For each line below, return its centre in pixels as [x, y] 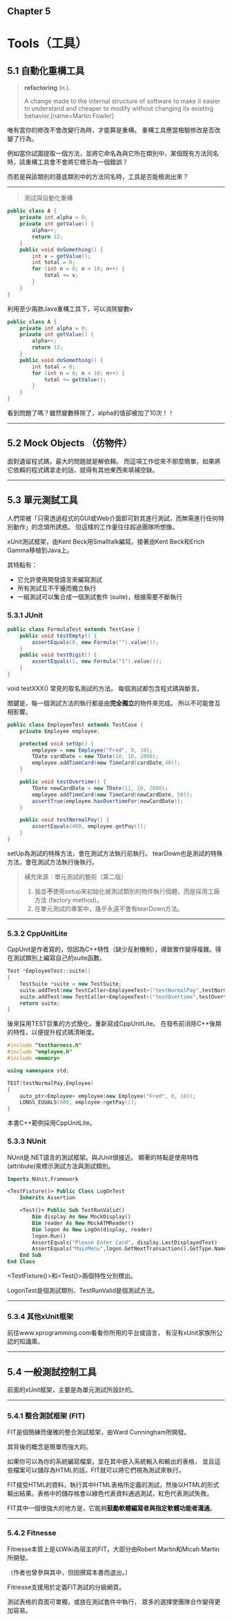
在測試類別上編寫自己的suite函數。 [56, 958]
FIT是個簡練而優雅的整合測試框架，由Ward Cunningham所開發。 [99, 1432]
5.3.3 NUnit [27, 1141]
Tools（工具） [48, 43]
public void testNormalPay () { [65, 820]
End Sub [30, 1255]
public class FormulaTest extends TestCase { [74, 629]
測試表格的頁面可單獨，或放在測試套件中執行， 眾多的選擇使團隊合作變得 [111, 1602]
